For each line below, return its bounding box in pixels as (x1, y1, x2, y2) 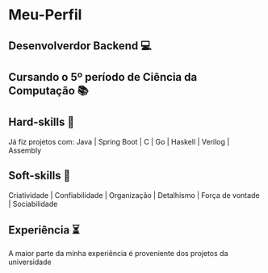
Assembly (8, 145, 42, 155)
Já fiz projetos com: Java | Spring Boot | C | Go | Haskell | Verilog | (8, 136, 230, 146)
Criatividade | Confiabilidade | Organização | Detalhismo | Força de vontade (8, 190, 260, 199)
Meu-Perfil (8, 6, 82, 24)
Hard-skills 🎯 (8, 115, 75, 129)
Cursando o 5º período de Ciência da (8, 70, 198, 84)
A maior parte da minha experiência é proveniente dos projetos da (8, 249, 228, 258)
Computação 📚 (8, 83, 89, 98)
